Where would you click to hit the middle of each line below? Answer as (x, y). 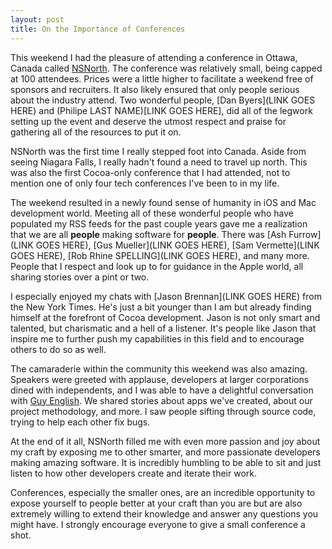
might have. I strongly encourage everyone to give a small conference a (158, 524)
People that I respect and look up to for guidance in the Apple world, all (157, 266)
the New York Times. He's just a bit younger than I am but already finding (161, 307)
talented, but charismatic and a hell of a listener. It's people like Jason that (163, 328)
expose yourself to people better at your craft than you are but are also (156, 503)
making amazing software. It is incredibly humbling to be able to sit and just (166, 462)
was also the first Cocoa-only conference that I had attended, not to (150, 172)
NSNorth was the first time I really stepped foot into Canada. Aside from (158, 151)
